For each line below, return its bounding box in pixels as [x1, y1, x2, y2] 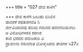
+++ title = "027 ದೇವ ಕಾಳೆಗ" [5, 4, 57, 10]
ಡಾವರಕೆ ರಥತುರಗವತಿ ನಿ [5, 19, 40, 25]
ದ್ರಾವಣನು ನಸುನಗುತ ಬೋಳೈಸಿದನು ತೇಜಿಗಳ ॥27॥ [5, 41, 79, 46]
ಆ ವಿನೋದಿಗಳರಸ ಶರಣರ [5, 30, 42, 36]
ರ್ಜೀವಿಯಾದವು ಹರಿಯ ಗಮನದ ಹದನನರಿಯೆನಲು [5, 25, 76, 30]
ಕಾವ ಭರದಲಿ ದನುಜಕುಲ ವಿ [5, 36, 44, 41]
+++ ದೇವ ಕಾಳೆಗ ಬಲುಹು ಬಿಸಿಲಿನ [5, 14, 55, 19]
